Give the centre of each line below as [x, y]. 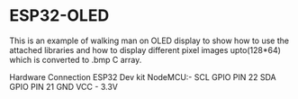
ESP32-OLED [59, 16]
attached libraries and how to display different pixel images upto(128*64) [145, 49]
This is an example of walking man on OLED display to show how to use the [149, 40]
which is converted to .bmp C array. [76, 59]
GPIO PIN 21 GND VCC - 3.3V [64, 86]
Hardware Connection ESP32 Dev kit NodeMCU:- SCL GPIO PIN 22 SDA [143, 76]
